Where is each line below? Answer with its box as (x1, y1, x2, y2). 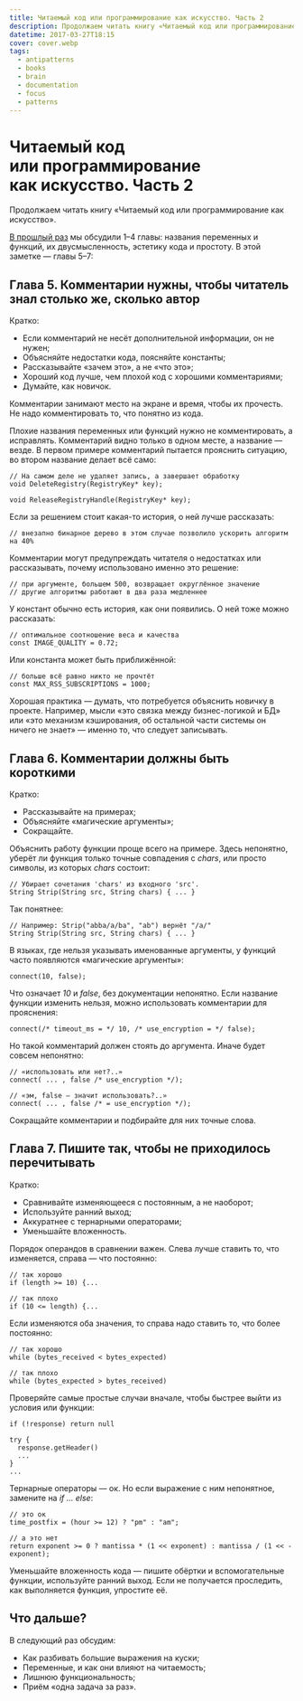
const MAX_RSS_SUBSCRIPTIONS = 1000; (9, 680, 151, 689)
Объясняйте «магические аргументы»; (22, 816, 174, 827)
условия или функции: (9, 1402, 95, 1413)
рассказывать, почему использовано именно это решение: (9, 562, 239, 573)
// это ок (9, 1509, 47, 1519)
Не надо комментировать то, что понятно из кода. (9, 408, 204, 419)
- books (17, 64, 47, 73)
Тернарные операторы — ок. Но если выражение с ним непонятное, (9, 1482, 275, 1493)
